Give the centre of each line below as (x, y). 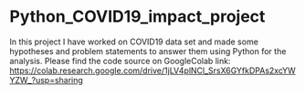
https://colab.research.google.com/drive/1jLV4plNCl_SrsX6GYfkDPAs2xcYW (153, 70)
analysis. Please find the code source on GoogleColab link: (120, 61)
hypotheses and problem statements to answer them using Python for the (148, 51)
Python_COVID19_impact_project (137, 17)
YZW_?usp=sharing (47, 80)
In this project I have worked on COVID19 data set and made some (134, 42)
